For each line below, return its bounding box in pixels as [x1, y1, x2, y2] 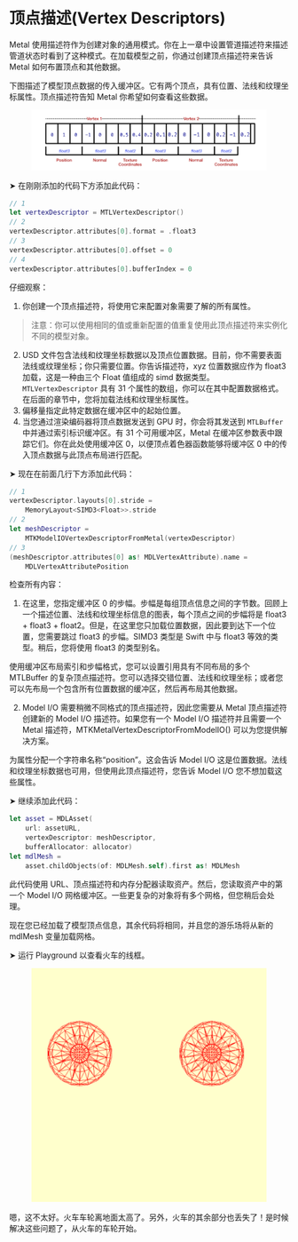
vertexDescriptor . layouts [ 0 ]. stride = [9, 497, 153, 506]
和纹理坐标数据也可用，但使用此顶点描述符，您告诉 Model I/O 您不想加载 [9, 766, 275, 776]
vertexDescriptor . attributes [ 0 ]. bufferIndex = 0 [9, 264, 192, 274]
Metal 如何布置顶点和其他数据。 [9, 61, 126, 72]
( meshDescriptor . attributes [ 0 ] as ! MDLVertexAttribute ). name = [9, 553, 248, 561]
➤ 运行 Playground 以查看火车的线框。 [9, 950, 150, 960]
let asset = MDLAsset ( [9, 815, 93, 824]
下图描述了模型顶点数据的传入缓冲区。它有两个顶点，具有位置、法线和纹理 [9, 80, 281, 91]
